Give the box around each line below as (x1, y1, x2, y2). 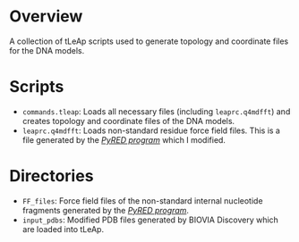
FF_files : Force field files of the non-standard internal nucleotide (21, 195, 263, 206)
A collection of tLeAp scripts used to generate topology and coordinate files (9, 36, 289, 46)
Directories (9, 166, 94, 187)
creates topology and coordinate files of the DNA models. (21, 115, 235, 126)
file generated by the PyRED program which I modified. (21, 134, 226, 145)
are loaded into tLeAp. (21, 223, 105, 234)
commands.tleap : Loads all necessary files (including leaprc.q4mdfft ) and (21, 105, 291, 117)
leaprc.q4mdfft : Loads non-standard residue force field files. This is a (21, 125, 280, 136)
